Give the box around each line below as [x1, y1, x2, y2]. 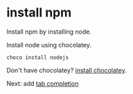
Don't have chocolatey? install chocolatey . [6, 66, 127, 74]
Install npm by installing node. [6, 27, 91, 36]
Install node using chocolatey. [6, 40, 91, 49]
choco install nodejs [6, 54, 69, 61]
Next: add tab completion [6, 79, 79, 87]
